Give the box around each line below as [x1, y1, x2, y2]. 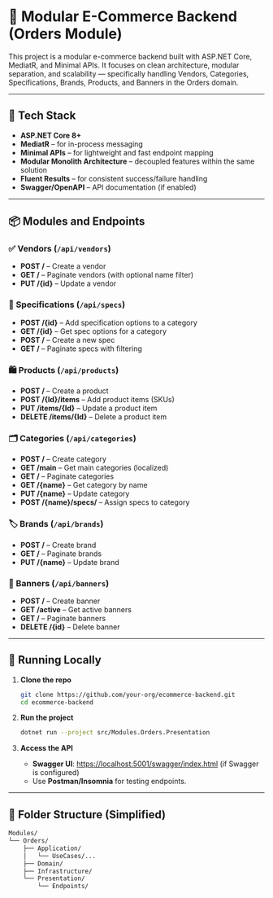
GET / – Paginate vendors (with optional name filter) [19, 270, 194, 280]
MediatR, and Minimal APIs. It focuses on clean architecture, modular [8, 60, 240, 70]
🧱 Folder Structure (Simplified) [8, 808, 167, 821]
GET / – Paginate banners [19, 613, 106, 623]
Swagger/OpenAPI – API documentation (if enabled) [19, 182, 197, 192]
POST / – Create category [19, 454, 107, 464]
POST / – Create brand [19, 540, 97, 550]
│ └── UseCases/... [23, 852, 96, 860]
